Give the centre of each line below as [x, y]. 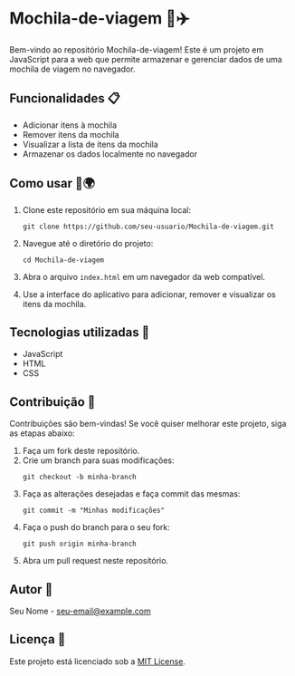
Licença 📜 [38, 639]
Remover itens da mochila [71, 134]
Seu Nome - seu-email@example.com [80, 611]
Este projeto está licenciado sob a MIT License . [97, 661]
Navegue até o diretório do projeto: [88, 243]
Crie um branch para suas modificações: [98, 460]
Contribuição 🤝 [52, 402]
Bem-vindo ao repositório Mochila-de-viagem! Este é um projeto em [137, 49]
